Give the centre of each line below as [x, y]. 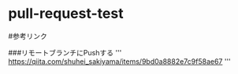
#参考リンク [28, 36]
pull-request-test [66, 14]
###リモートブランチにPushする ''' [65, 52]
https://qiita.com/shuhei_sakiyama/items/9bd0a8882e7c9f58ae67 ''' [119, 61]
